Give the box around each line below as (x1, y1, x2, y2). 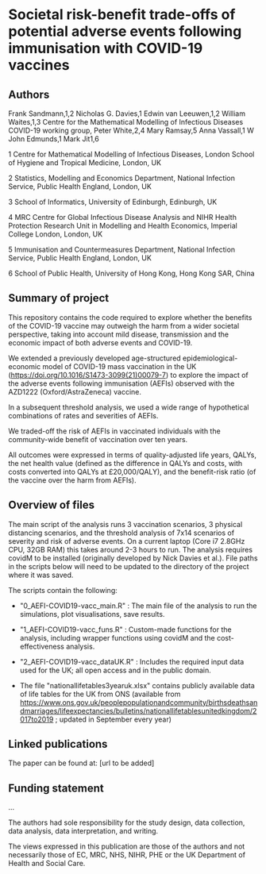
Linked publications (8, 737, 108, 751)
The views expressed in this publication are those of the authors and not (8, 841, 245, 851)
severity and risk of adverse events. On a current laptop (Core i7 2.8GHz (8, 536, 245, 545)
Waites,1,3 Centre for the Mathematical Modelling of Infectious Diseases (8, 117, 244, 126)
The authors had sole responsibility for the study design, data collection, (8, 818, 245, 827)
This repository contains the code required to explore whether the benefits (8, 312, 253, 322)
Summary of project (8, 291, 110, 305)
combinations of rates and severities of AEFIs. (8, 410, 159, 420)
